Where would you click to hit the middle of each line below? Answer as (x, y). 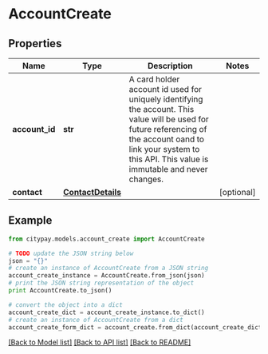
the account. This (162, 109)
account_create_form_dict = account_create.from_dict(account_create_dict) (137, 327)
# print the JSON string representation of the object (101, 283)
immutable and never (169, 169)
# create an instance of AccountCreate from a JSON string (108, 268)
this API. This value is (169, 159)
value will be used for (169, 119)
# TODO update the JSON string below (71, 253)
